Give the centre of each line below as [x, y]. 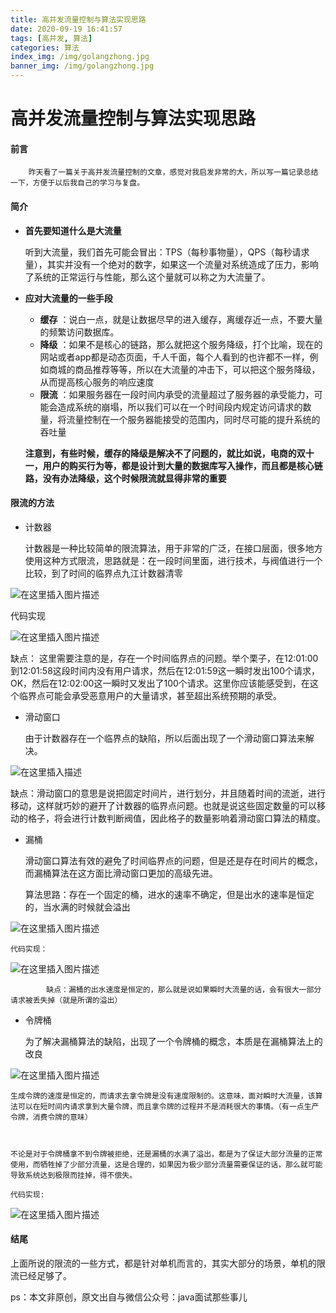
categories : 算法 [45, 47]
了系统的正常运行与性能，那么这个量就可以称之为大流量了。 [147, 277]
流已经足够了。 [41, 1275]
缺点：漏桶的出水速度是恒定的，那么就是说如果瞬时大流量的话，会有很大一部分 [184, 989]
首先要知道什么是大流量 [73, 230]
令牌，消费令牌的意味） [51, 1117]
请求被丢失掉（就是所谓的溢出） [66, 1000]
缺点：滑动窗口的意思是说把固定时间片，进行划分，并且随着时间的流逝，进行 [168, 793]
